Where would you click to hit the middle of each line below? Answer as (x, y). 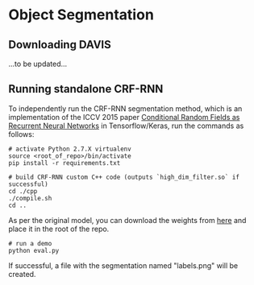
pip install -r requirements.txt (65, 163)
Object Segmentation (81, 15)
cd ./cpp (23, 191)
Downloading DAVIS (60, 45)
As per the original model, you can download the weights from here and (127, 220)
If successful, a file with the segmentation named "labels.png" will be (123, 265)
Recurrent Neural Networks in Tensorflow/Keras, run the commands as (126, 126)
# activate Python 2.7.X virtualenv (70, 149)
